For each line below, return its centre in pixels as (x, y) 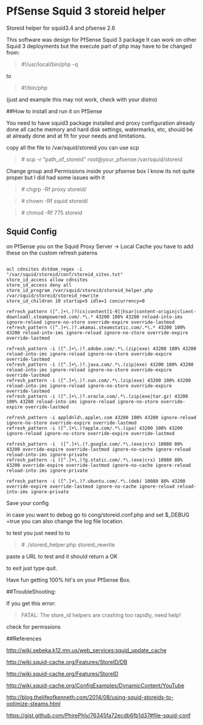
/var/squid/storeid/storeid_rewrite (52, 296)
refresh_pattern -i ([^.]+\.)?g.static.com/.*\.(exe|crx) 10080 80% (95, 460)
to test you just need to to (38, 533)
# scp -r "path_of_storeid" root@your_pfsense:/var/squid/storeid (102, 159)
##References (24, 638)
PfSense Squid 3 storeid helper (86, 11)
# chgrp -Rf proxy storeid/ (54, 189)
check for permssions (34, 627)
